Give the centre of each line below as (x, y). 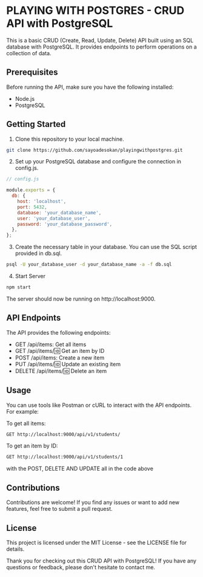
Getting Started (36, 124)
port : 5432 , (32, 207)
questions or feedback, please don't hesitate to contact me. (81, 567)
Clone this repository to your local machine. (69, 139)
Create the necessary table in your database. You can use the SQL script (106, 247)
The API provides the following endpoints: (58, 332)
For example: (23, 411)
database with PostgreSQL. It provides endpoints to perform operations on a (101, 47)
